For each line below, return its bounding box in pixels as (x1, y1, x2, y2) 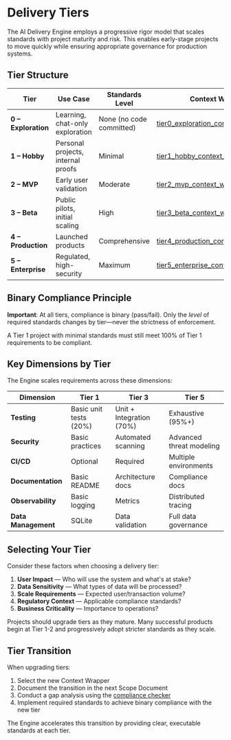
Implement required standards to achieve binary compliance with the (16, 699, 212, 706)
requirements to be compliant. (7, 338, 93, 346)
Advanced (168, 433, 202, 442)
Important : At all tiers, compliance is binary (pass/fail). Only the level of (7, 311, 210, 319)
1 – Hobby (10, 151, 45, 161)
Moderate (98, 179, 131, 189)
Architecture (115, 472, 156, 482)
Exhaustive (168, 409, 205, 418)
